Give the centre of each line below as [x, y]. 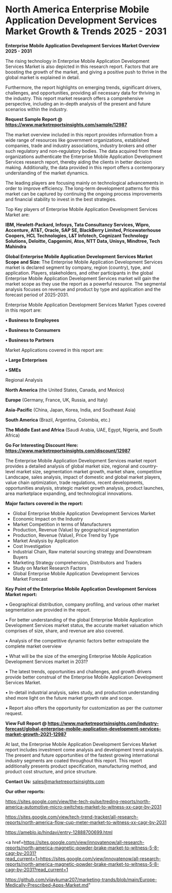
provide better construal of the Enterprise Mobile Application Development [84, 677]
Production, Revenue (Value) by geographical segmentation [76, 530]
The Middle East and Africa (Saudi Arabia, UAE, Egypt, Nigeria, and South [84, 430]
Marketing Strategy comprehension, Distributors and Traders [77, 562]
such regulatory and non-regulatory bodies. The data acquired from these [83, 151]
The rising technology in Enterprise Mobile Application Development [78, 61]
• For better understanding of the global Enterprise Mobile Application [79, 620]
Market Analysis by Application [45, 541]
